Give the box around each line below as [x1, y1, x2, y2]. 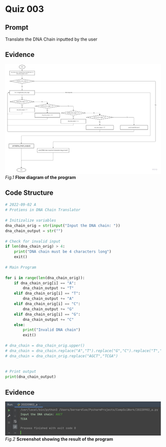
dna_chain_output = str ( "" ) [5, 228, 63, 233]
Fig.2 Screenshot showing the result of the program [5, 436, 114, 442]
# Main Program [5, 265, 37, 270]
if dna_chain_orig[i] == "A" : [14, 280, 77, 285]
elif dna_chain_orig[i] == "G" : [14, 312, 81, 317]
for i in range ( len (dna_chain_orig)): [5, 275, 85, 280]
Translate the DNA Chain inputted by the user [5, 36, 98, 42]
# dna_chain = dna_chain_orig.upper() [5, 343, 85, 348]
